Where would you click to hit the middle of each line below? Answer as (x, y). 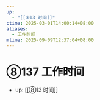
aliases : (17, 29)
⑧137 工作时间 (45, 72)
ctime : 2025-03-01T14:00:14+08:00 (50, 23)
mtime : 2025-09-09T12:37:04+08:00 (50, 40)
